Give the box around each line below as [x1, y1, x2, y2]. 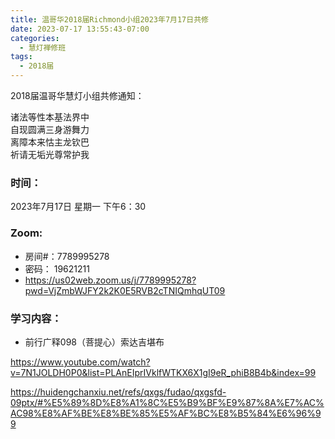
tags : [10, 52, 33, 62]
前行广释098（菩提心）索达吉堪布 [24, 336, 165, 348]
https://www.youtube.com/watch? [10, 356, 151, 368]
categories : [10, 33, 60, 43]
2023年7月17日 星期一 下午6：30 [10, 201, 147, 213]
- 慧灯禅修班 [19, 42, 67, 53]
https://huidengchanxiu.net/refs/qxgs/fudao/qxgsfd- [10, 386, 227, 398]
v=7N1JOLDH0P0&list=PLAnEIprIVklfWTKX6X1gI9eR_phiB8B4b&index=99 [10, 366, 317, 378]
